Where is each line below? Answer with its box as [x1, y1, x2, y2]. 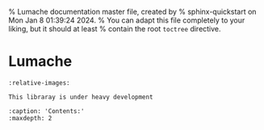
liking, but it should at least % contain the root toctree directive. [8, 24, 221, 33]
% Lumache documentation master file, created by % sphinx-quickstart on [8, 7, 257, 16]
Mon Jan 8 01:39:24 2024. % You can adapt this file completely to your [8, 15, 245, 25]
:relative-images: [8, 78, 70, 87]
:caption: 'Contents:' [8, 107, 85, 115]
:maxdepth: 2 [8, 114, 52, 122]
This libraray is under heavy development [8, 93, 153, 101]
